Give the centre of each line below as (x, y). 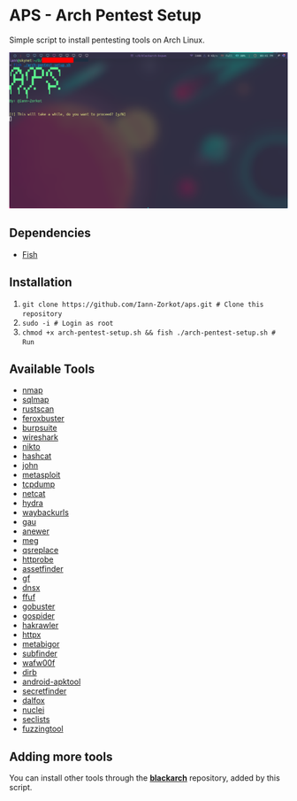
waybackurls (45, 512)
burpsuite (39, 428)
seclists (36, 720)
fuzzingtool (42, 729)
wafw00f (38, 663)
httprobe (38, 559)
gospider (38, 616)
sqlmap (35, 400)
